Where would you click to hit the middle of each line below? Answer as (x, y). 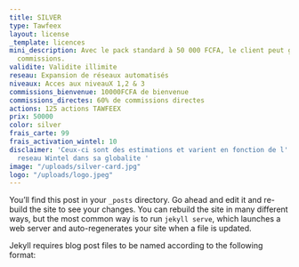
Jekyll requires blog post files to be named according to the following (136, 246)
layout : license (39, 34)
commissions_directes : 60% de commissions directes (107, 100)
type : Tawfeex (36, 26)
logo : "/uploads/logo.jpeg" (61, 174)
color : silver (36, 125)
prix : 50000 (31, 117)
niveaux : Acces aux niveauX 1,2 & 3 (77, 84)
